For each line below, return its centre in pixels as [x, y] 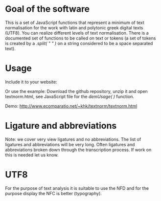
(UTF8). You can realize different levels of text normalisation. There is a [77, 33]
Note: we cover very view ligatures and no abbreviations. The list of [73, 139]
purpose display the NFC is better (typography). [53, 193]
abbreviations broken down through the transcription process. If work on [78, 150]
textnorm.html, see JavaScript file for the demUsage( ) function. [70, 96]
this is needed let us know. [32, 155]
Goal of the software [47, 9]
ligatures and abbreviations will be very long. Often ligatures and [70, 144]
